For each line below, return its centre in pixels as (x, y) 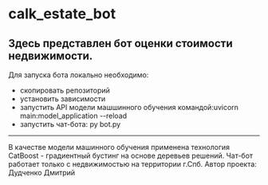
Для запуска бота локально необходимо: (79, 75)
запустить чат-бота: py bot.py (70, 124)
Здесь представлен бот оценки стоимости (120, 43)
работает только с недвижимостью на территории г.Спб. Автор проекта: (132, 164)
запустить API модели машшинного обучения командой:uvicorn (129, 107)
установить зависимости (63, 99)
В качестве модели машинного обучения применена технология (119, 147)
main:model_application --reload (73, 116)
